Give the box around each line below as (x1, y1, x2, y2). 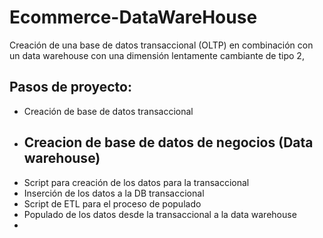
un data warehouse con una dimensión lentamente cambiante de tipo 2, (9, 49, 305, 61)
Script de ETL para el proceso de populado (23, 197, 202, 210)
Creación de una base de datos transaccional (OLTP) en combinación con (9, 39, 314, 51)
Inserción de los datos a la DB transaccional (23, 187, 205, 199)
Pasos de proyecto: (9, 79, 132, 96)
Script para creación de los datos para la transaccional (23, 176, 250, 188)
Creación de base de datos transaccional (23, 105, 194, 117)
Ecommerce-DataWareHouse (9, 6, 258, 29)
